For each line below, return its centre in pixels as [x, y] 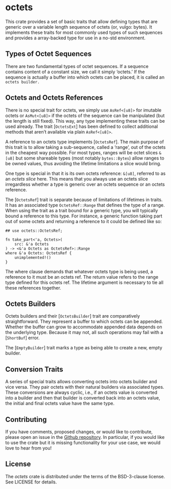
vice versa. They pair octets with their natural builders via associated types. [85, 387]
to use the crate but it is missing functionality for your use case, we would [83, 442]
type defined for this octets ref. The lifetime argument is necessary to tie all [84, 282]
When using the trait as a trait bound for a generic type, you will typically [82, 210]
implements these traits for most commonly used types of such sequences [84, 32]
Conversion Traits [34, 369]
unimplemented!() [33, 257]
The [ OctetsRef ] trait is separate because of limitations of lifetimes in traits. [84, 199]
